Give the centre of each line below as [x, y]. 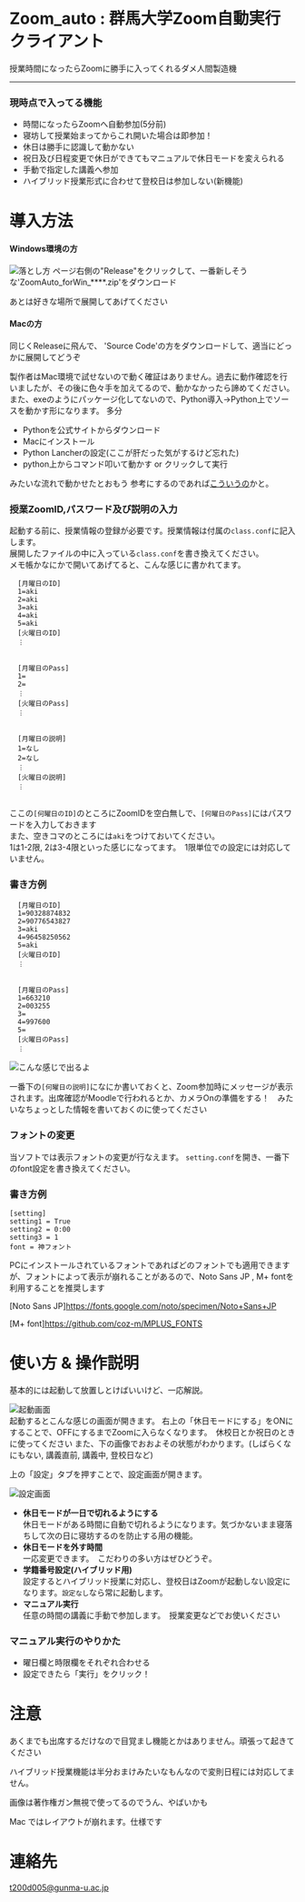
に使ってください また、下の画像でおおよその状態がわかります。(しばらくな [151, 1444]
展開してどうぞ [53, 357]
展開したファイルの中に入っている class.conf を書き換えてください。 [137, 553]
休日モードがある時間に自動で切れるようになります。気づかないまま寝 [153, 1524]
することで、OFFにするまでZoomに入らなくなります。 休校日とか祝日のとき [152, 1432]
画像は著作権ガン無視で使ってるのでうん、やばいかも [109, 1803]
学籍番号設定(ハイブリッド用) [78, 1569]
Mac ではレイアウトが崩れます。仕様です [86, 1822]
